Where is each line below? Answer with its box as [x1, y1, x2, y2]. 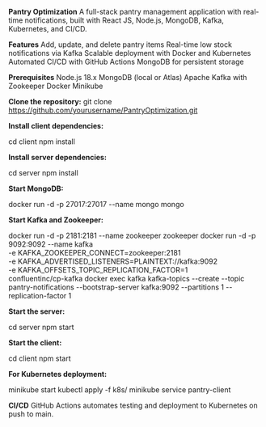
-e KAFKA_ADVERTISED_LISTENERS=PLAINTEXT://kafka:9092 [8, 256, 218, 266]
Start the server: [8, 307, 65, 316]
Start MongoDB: [8, 184, 64, 193]
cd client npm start [8, 353, 71, 363]
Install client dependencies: [8, 121, 103, 130]
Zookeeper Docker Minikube [8, 81, 103, 91]
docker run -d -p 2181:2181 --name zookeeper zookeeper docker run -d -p [8, 230, 256, 240]
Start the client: [8, 338, 62, 347]
